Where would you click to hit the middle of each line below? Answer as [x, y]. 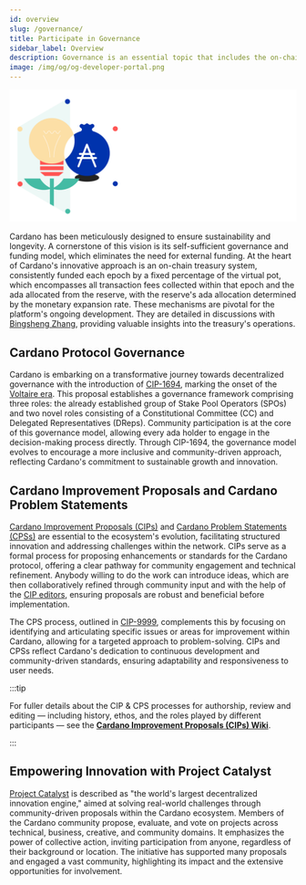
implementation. [40, 604]
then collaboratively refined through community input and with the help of [148, 585]
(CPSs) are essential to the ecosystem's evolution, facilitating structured [145, 536]
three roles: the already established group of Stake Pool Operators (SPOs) [148, 404]
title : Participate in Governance [75, 38]
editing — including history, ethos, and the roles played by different [135, 715]
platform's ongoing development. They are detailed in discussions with [142, 314]
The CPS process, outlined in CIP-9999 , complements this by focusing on [148, 621]
